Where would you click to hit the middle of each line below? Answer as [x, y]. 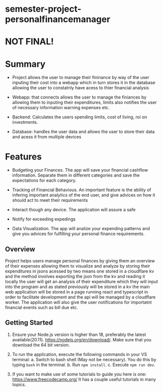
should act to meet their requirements [50, 200]
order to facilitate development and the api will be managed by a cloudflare [81, 297]
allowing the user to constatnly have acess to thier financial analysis [81, 88]
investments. [25, 122]
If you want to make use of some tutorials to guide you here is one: [79, 374]
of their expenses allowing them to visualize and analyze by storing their [78, 266]
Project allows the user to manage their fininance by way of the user [81, 78]
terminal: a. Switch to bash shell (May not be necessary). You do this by [84, 359]
